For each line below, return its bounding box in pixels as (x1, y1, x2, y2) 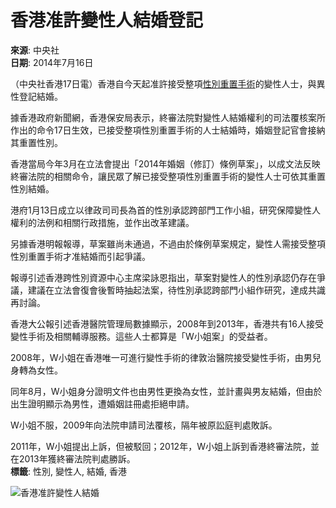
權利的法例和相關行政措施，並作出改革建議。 (10, 216, 195, 228)
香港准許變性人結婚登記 (10, 9, 204, 32)
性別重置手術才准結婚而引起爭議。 (10, 250, 151, 262)
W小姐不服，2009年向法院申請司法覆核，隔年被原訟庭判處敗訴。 (10, 419, 278, 431)
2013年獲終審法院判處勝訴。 (18, 452, 136, 465)
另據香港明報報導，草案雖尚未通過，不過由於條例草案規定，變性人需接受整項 (10, 237, 326, 250)
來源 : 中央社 (10, 44, 60, 56)
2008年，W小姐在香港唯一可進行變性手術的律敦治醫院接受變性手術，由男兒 (10, 351, 322, 363)
